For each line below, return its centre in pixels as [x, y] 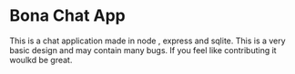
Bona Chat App [67, 16]
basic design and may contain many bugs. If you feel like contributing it [143, 50]
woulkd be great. [41, 60]
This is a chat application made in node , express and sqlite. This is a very [147, 41]
